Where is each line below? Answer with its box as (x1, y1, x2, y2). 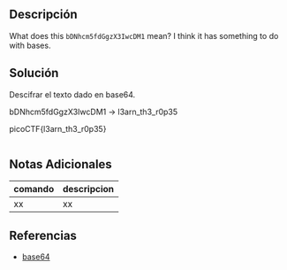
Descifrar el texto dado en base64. (9, 89, 136, 100)
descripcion (62, 183, 115, 196)
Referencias (9, 228, 78, 243)
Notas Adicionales (9, 157, 112, 172)
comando (13, 183, 55, 196)
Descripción (9, 7, 78, 22)
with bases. (9, 40, 51, 50)
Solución (9, 66, 59, 81)
